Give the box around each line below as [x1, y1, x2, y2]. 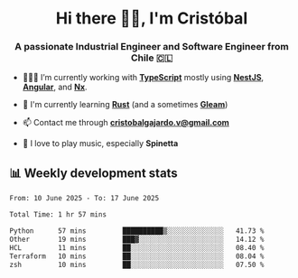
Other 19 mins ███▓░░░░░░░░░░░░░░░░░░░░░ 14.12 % [9, 235, 265, 244]
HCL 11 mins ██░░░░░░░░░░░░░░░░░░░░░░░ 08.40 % [9, 243, 265, 252]
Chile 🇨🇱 [130, 51, 173, 64]
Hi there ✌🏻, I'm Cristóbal [55, 8, 248, 29]
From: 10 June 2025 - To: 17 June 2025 [9, 194, 160, 203]
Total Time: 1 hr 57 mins [9, 210, 107, 219]
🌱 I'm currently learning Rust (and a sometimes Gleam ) [22, 99, 228, 110]
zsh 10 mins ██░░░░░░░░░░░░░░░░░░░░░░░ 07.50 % [9, 260, 265, 269]
